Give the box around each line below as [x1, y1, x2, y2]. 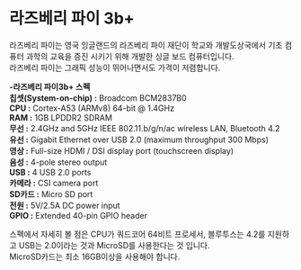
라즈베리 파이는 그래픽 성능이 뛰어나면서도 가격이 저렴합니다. [9, 62, 221, 73]
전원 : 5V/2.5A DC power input [9, 200, 120, 211]
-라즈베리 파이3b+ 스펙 [9, 81, 91, 92]
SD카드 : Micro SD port [9, 188, 93, 199]
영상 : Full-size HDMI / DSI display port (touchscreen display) [9, 145, 235, 156]
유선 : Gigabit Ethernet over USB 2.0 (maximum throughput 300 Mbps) [9, 134, 270, 145]
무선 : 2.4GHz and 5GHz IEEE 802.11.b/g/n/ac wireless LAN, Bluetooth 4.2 [9, 122, 280, 133]
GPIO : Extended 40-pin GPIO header [9, 210, 148, 220]
